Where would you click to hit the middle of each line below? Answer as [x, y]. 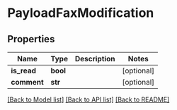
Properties [31, 39]
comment [27, 82]
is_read [24, 71]
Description [95, 59]
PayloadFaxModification [81, 13]
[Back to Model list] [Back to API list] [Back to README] [88, 99]
